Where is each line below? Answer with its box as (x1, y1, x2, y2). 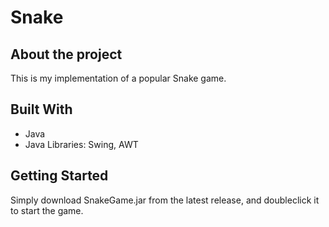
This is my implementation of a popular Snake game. (10, 72, 227, 84)
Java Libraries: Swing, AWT (24, 138, 139, 150)
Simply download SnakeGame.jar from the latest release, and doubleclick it (10, 194, 320, 206)
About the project (10, 46, 123, 63)
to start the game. (10, 204, 84, 216)
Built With (10, 101, 73, 118)
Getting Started (10, 167, 109, 185)
